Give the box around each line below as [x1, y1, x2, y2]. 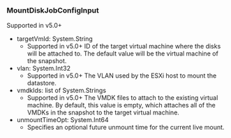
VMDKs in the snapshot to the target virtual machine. [27, 108, 179, 117]
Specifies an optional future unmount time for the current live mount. [27, 123, 225, 132]
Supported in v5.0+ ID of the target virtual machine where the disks [27, 42, 221, 51]
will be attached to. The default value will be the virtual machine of [27, 49, 219, 58]
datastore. [27, 79, 57, 87]
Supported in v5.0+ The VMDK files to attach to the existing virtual [27, 94, 218, 102]
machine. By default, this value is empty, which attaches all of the [27, 101, 216, 110]
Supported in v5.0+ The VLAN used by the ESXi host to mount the [27, 71, 217, 80]
